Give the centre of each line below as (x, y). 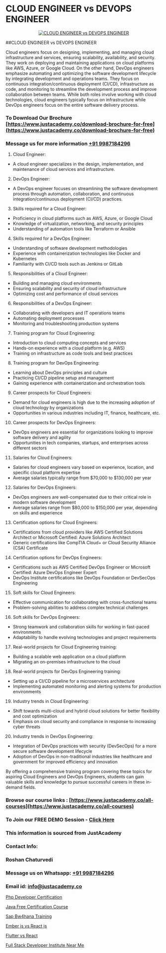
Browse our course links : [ (38, 800)
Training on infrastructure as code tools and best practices (73, 354)
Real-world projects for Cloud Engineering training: (65, 647)
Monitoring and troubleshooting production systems (66, 324)
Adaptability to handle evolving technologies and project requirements (84, 637)
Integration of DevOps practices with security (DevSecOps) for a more (84, 746)
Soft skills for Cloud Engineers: (44, 593)
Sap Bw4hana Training (29, 916)
